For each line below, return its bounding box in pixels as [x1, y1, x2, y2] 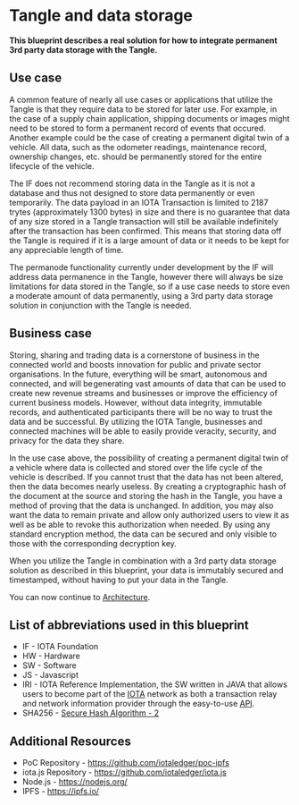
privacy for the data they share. [9, 435, 125, 445]
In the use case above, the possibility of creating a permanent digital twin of [9, 453, 289, 463]
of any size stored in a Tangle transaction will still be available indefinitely [9, 216, 278, 226]
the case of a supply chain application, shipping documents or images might [9, 113, 290, 123]
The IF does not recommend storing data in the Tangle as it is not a [9, 178, 256, 189]
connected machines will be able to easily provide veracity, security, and [9, 426, 277, 436]
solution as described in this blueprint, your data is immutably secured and [9, 564, 284, 575]
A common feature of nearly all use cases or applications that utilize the [9, 94, 274, 105]
